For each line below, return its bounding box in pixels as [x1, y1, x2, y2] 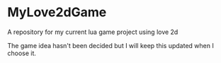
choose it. [7, 49, 37, 57]
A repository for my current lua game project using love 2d [7, 28, 178, 36]
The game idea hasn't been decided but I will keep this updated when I [7, 41, 214, 50]
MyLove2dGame [7, 4, 107, 21]
